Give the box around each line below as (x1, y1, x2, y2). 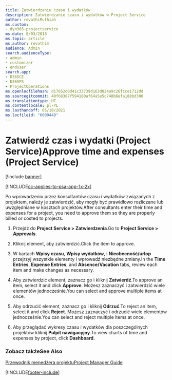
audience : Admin (5, 46, 40, 51)
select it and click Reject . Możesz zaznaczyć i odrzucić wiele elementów (12, 309, 167, 315)
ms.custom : (5, 22, 29, 27)
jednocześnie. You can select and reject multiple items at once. (12, 314, 145, 320)
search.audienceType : (5, 50, 52, 55)
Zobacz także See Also (5, 348, 63, 355)
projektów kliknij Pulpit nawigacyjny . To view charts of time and (12, 329, 147, 335)
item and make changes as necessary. (12, 267, 94, 273)
